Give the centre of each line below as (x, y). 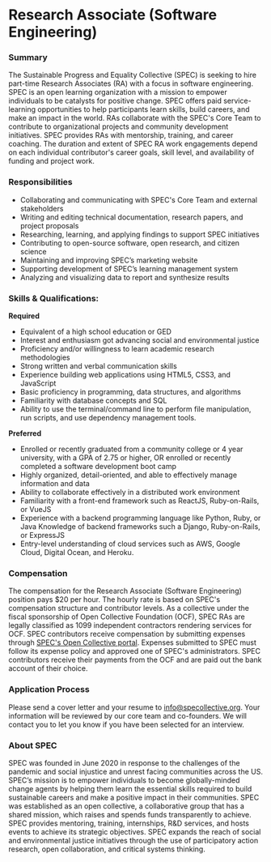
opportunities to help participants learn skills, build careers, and (144, 109)
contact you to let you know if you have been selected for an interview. (126, 724)
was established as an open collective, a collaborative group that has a (126, 806)
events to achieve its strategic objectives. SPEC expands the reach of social (135, 831)
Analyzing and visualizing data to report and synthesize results (125, 277)
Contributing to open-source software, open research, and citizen (130, 243)
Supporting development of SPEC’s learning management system (129, 268)
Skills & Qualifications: (54, 298)
